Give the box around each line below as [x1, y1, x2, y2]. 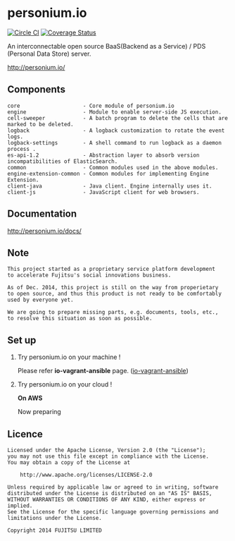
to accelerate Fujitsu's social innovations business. [7, 272, 172, 279]
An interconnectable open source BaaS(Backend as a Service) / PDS [7, 42, 206, 50]
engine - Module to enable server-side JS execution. [7, 108, 222, 116]
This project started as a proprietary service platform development [7, 266, 216, 273]
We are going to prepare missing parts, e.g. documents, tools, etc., [7, 309, 219, 316]
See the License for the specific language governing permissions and [7, 509, 219, 516]
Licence [7, 428, 44, 440]
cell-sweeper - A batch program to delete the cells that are [7, 114, 229, 121]
